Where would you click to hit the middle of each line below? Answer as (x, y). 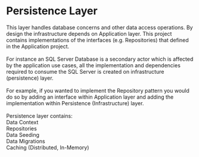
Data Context (22, 122)
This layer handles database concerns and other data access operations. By (99, 27)
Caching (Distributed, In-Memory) (48, 147)
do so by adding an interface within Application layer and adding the (90, 97)
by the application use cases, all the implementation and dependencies (93, 65)
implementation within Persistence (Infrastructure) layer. (75, 103)
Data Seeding (23, 134)
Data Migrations (26, 141)
